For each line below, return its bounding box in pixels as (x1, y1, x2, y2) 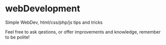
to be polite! (5, 34, 30, 40)
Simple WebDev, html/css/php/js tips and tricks (5, 19, 103, 25)
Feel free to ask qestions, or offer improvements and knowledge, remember (5, 29, 161, 35)
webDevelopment (5, 3, 80, 14)
